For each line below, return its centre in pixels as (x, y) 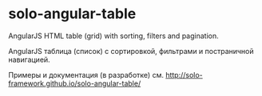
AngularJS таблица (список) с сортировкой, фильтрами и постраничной (131, 51)
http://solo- (184, 75)
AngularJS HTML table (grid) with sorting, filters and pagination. (113, 36)
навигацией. (29, 60)
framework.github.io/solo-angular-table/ (75, 83)
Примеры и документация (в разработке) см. (86, 75)
